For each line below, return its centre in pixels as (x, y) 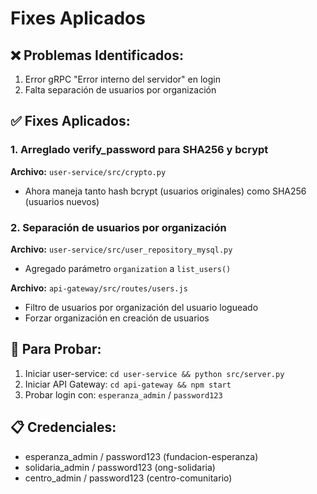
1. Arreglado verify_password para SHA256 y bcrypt (139, 150)
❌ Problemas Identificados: (97, 55)
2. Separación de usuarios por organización (118, 227)
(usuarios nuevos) (62, 201)
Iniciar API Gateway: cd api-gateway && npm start (128, 384)
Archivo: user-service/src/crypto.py (88, 171)
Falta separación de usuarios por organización (120, 90)
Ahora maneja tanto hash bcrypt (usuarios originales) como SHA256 (165, 191)
